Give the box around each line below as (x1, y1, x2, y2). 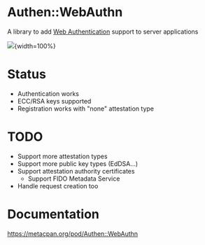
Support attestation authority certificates (17, 167, 135, 175)
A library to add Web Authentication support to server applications (7, 27, 199, 36)
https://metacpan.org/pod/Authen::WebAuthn (7, 229, 139, 238)
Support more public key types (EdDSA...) (17, 159, 139, 168)
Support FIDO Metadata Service (27, 174, 120, 183)
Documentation (7, 206, 100, 222)
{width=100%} (14, 41, 56, 50)
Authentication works (17, 89, 79, 98)
